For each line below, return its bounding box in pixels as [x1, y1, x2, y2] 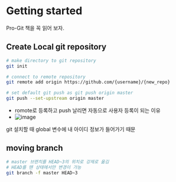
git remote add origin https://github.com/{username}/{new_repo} [6, 79, 170, 85]
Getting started [6, 4, 83, 18]
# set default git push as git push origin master [6, 90, 133, 96]
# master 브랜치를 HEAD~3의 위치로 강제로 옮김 [6, 158, 109, 165]
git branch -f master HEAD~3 [6, 170, 78, 175]
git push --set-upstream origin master [6, 96, 105, 102]
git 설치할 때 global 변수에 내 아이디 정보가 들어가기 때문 [6, 126, 136, 132]
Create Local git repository [6, 42, 107, 52]
